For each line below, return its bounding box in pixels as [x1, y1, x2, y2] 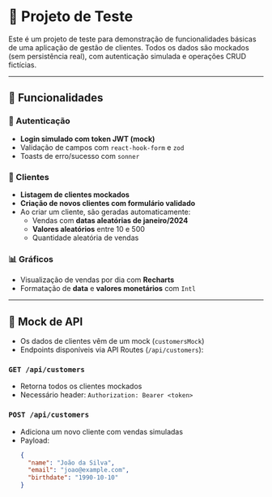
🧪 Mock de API [8, 315, 83, 328]
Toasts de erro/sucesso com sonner [19, 151, 140, 161]
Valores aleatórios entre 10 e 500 [32, 224, 146, 234]
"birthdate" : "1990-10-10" [28, 473, 119, 482]
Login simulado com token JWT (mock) [19, 134, 155, 144]
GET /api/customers [8, 365, 85, 374]
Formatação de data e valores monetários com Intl [19, 284, 196, 293]
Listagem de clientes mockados [19, 190, 130, 199]
